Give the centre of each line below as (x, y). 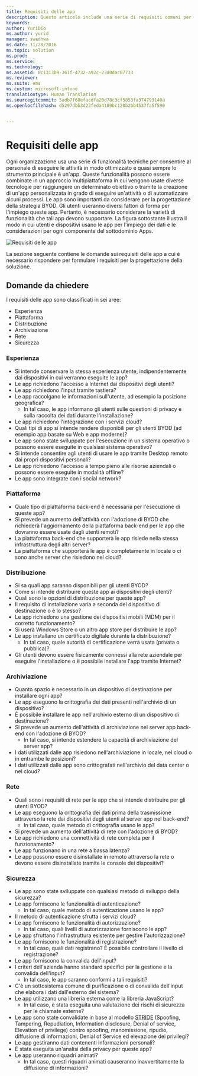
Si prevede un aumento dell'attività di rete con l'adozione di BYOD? (96, 831)
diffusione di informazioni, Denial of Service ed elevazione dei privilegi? (102, 1036)
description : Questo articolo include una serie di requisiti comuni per (99, 17)
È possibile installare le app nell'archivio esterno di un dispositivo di (97, 715)
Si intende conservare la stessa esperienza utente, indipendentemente (100, 371)
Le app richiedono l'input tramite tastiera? (65, 390)
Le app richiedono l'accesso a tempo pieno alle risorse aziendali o (95, 466)
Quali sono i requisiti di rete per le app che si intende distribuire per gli (100, 800)
